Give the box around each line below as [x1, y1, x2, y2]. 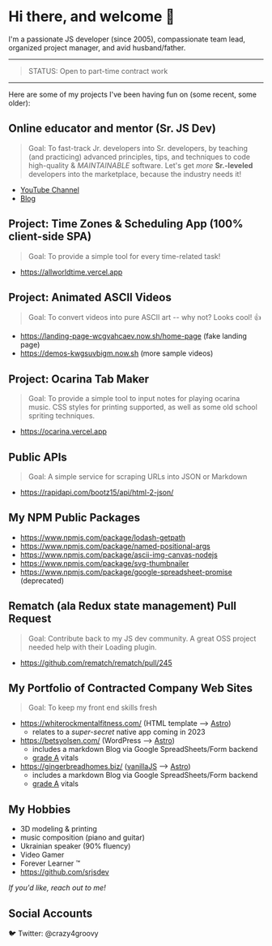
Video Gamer [19, 850, 65, 860]
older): [8, 97, 31, 108]
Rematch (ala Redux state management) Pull [8, 599, 237, 613]
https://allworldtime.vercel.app [19, 267, 123, 277]
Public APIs [8, 450, 67, 464]
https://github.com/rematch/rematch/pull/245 [19, 658, 172, 667]
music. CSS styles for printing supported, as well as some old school [28, 402, 257, 413]
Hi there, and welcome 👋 [8, 7, 176, 26]
